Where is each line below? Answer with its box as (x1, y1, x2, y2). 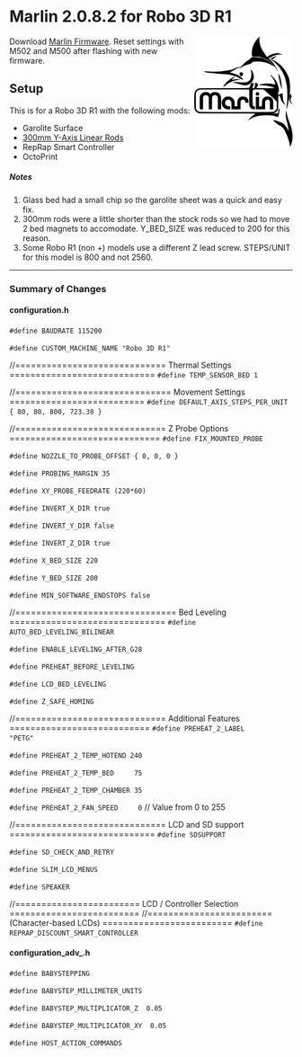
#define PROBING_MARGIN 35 (9, 469, 111, 478)
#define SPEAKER (9, 883, 70, 892)
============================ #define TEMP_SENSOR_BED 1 (9, 369, 259, 379)
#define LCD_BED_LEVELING (9, 679, 106, 688)
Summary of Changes (9, 282, 107, 295)
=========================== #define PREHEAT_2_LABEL (9, 722, 245, 733)
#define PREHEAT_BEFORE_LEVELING (9, 662, 135, 671)
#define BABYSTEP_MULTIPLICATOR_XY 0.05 (9, 1022, 167, 1031)
